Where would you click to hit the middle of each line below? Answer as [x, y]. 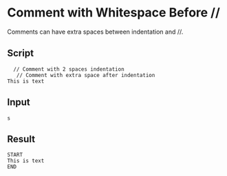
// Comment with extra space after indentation [86, 75]
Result [21, 139]
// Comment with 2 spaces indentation [69, 69]
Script [21, 53]
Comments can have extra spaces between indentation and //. [95, 32]
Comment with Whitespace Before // [113, 13]
